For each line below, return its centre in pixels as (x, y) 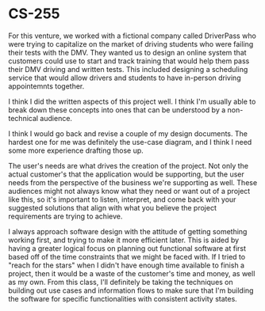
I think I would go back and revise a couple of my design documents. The (128, 133)
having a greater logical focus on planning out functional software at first (127, 248)
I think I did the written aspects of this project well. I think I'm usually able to (132, 101)
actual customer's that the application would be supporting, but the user (126, 174)
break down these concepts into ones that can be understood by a (117, 110)
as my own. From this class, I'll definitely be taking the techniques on (121, 282)
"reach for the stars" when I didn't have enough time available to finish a (126, 265)
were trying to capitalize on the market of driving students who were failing (131, 44)
